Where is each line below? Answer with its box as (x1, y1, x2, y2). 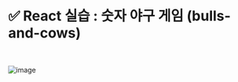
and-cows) (8, 24, 81, 42)
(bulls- (186, 7, 232, 25)
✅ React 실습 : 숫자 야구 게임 (8, 7, 184, 25)
